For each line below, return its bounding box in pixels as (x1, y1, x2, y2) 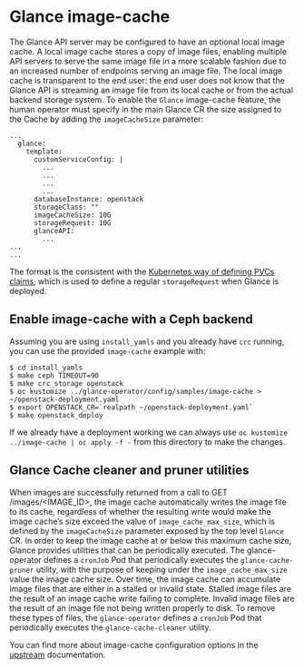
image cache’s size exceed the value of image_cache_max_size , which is (9, 516, 275, 526)
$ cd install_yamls (9, 363, 83, 372)
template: (25, 147, 64, 156)
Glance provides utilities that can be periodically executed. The (9, 545, 245, 556)
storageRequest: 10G (33, 218, 112, 228)
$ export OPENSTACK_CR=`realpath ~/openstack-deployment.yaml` (9, 402, 254, 412)
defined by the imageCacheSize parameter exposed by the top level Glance (9, 525, 284, 536)
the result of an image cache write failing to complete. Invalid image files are (9, 593, 295, 604)
